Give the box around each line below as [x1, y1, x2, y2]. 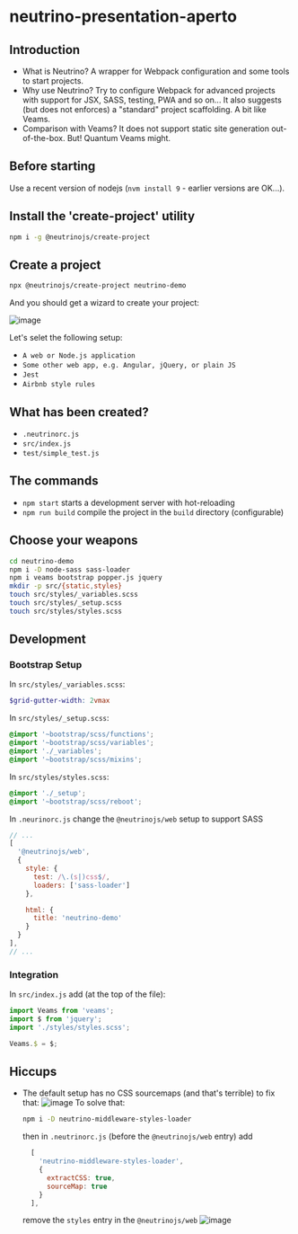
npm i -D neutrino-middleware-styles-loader [22, 1114, 192, 1124]
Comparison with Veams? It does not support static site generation [22, 123, 269, 134]
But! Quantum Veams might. [66, 133, 171, 143]
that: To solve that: [22, 1097, 126, 1108]
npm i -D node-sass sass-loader [9, 564, 130, 574]
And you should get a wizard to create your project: [9, 297, 200, 308]
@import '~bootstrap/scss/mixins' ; [9, 755, 143, 764]
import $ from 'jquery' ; [9, 1014, 102, 1024]
